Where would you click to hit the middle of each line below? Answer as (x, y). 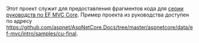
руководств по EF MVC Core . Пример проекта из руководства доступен (98, 15)
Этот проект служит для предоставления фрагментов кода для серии (95, 9)
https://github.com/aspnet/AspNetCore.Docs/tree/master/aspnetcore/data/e (99, 27)
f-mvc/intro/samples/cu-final (41, 34)
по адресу (19, 21)
